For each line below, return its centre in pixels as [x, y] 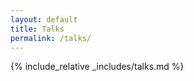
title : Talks [37, 29]
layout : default [44, 19]
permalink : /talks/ [51, 38]
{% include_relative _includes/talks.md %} [97, 67]
